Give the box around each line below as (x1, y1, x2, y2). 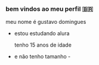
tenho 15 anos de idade (14, 41, 72, 49)
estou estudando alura (14, 30, 70, 37)
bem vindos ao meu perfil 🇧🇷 (5, 5, 94, 13)
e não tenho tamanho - (14, 53, 71, 60)
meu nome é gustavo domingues (5, 18, 86, 26)
